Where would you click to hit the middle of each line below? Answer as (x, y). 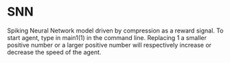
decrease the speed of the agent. (54, 52)
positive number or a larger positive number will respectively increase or (109, 45)
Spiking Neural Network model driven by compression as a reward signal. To (115, 30)
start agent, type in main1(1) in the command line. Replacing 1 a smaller (107, 37)
